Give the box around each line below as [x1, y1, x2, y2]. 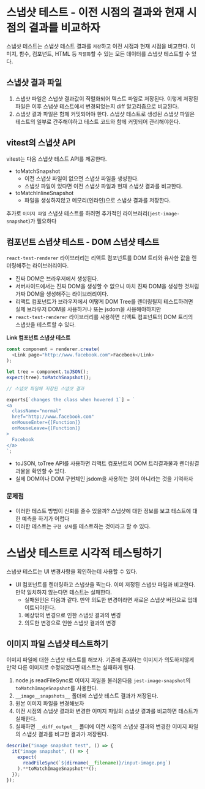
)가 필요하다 [28, 217, 57, 225]
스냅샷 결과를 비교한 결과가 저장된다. [21, 731, 109, 738]
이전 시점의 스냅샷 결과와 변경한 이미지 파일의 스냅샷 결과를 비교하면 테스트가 [15, 707, 199, 715]
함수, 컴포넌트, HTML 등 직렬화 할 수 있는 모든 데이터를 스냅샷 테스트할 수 [19, 50, 190, 57]
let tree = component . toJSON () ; [6, 369, 89, 375]
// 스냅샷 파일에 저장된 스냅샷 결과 [6, 385, 84, 391]
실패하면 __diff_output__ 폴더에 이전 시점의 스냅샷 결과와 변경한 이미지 [15, 723, 187, 730]
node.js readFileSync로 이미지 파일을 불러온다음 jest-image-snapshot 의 [15, 677, 191, 684]
